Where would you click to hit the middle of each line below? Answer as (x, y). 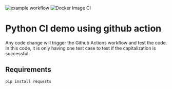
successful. (17, 53)
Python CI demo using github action (83, 29)
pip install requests (28, 81)
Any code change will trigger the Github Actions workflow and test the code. (86, 42)
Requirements (28, 70)
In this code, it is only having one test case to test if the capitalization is (81, 48)
